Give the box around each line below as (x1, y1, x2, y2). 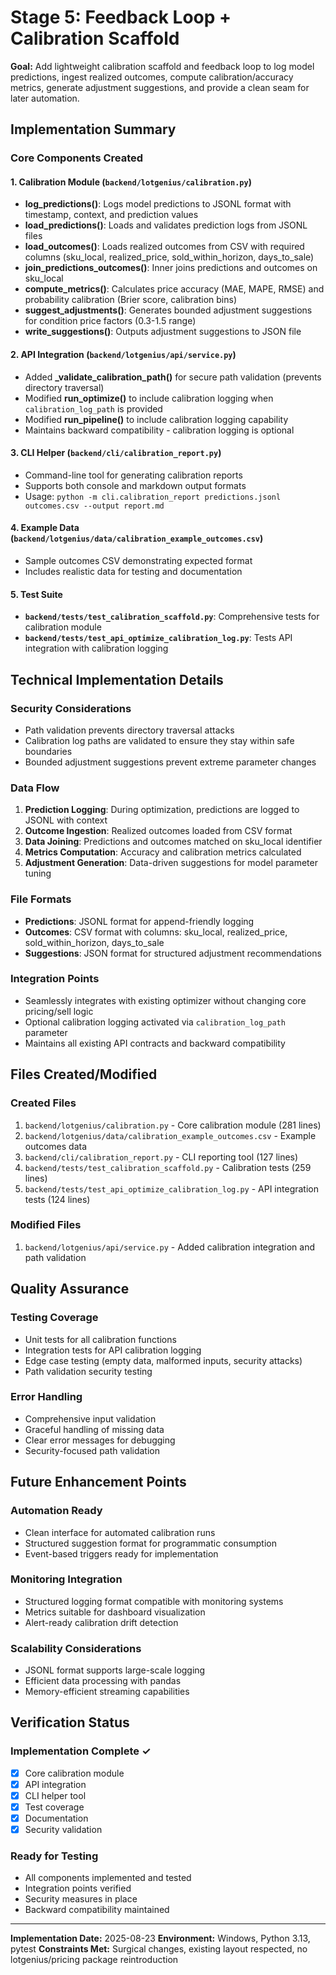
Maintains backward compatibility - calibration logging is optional (24, 424, 295, 436)
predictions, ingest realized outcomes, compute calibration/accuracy (10, 71, 294, 83)
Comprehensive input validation (24, 1412, 157, 1425)
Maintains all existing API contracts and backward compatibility (24, 1037, 286, 1049)
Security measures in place (24, 1893, 138, 1905)
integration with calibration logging (24, 642, 169, 655)
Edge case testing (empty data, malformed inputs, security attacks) (24, 1354, 303, 1366)
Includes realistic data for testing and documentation (24, 566, 243, 578)
